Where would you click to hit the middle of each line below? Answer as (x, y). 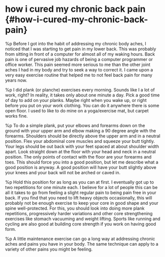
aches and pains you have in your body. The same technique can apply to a (82, 244)
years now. (16, 80)
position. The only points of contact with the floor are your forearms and (78, 157)
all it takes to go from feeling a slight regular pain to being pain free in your (81, 193)
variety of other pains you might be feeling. (49, 249)
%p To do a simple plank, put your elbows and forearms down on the (75, 125)
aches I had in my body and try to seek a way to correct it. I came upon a (79, 69)
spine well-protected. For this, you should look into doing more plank (75, 208)
